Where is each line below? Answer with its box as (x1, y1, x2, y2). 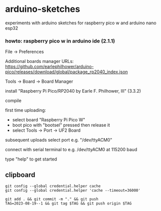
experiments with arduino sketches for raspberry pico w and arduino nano (5, 20, 157, 26)
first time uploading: (5, 107, 46, 113)
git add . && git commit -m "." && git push (5, 197, 99, 202)
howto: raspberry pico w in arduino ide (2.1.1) (5, 37, 115, 44)
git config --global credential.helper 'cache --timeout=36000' (5, 188, 141, 193)
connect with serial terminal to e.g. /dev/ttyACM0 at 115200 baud (5, 147, 137, 153)
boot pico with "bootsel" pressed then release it (12, 122, 110, 128)
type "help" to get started (5, 156, 57, 162)
